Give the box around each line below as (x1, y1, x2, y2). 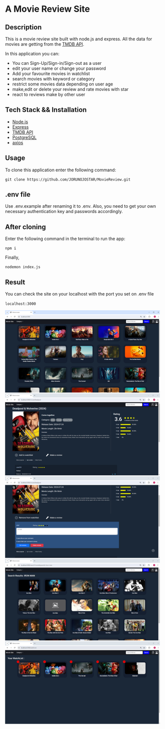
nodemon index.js (5, 265, 41, 270)
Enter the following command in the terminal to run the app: (5, 236, 126, 242)
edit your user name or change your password (12, 65, 107, 71)
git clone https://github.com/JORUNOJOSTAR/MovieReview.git (5, 177, 131, 182)
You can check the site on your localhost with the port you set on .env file (5, 291, 154, 297)
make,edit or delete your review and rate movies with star (12, 86, 129, 92)
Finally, (5, 254, 20, 261)
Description (5, 23, 42, 31)
